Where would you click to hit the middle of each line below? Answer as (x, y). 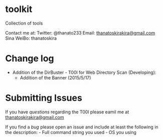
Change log (30, 58)
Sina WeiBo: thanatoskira (31, 38)
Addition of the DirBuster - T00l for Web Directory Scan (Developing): (84, 72)
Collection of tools (24, 23)
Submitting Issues (44, 98)
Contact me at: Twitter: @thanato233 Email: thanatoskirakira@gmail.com (80, 33)
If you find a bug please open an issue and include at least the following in (82, 127)
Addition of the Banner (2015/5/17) (55, 78)
